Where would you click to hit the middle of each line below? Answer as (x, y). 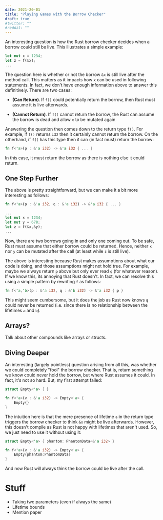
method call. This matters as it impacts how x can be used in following (76, 79)
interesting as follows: (27, 195)
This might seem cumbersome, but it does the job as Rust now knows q (77, 300)
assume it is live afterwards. (40, 105)
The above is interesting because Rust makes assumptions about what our (80, 261)
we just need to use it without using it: (43, 432)
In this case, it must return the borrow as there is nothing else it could (75, 158)
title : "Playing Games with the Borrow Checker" (55, 14)
